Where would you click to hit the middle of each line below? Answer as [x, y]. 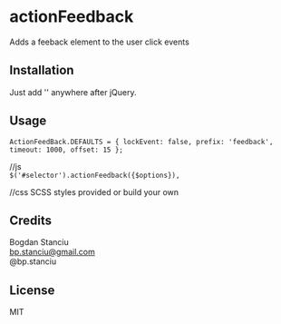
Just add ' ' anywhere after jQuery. [73, 92]
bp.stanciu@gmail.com [52, 252]
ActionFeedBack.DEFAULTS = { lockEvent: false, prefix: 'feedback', [141, 142]
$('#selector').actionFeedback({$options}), [95, 175]
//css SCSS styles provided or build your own [94, 191]
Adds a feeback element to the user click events [100, 42]
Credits [31, 220]
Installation [42, 70]
